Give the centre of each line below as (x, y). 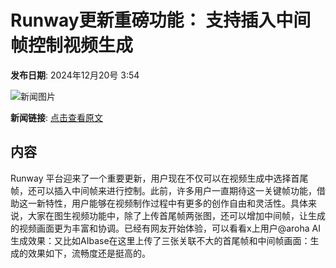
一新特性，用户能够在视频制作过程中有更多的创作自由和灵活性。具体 (167, 203)
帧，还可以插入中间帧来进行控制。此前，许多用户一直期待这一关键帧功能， (163, 190)
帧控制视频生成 (72, 45)
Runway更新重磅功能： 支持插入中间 (161, 20)
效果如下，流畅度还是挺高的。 (89, 253)
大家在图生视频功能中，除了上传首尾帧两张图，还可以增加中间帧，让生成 (176, 215)
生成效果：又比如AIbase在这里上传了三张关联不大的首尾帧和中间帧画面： (160, 240)
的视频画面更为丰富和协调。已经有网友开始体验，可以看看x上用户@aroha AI (165, 228)
